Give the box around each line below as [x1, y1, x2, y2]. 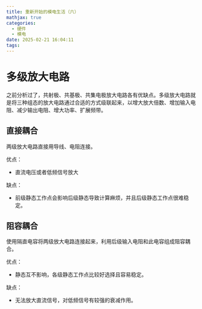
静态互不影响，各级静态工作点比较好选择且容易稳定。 [14, 271, 147, 278]
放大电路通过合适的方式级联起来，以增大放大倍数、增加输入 [43, 99, 191, 106]
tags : [6, 43, 20, 49]
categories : [6, 20, 36, 26]
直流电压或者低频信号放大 [14, 168, 79, 175]
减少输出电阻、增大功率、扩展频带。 [16, 106, 106, 113]
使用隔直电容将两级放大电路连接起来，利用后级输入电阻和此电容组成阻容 [6, 238, 185, 245]
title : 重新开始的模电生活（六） [6, 8, 79, 15]
